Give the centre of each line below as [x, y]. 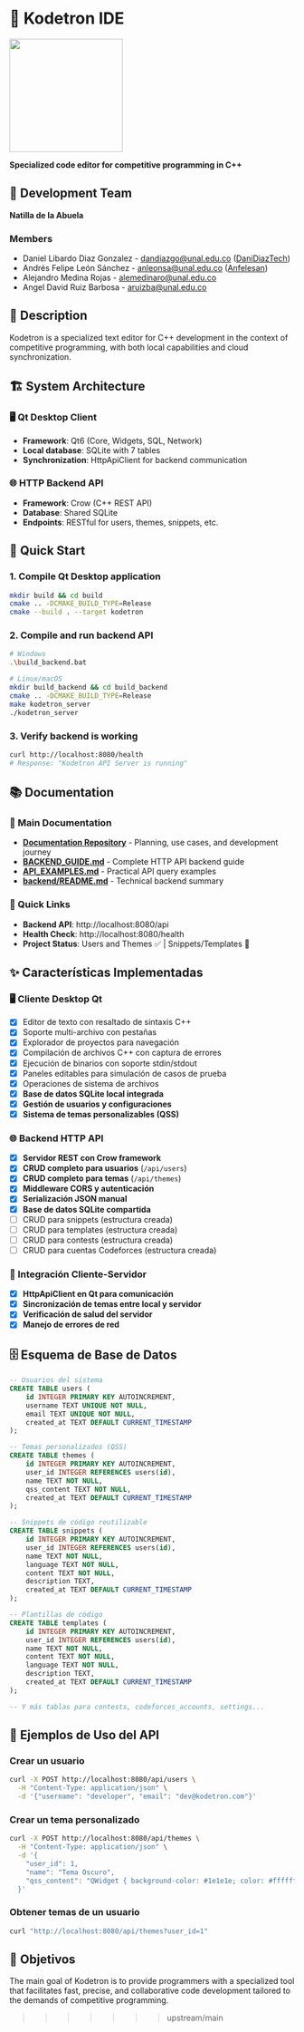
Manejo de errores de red [71, 1325]
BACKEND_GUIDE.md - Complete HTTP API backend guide [133, 862]
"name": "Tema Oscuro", [71, 1872]
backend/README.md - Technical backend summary [123, 881]
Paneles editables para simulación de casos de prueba [124, 1073]
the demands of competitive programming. [89, 2000]
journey [37, 852]
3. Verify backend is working [74, 736]
